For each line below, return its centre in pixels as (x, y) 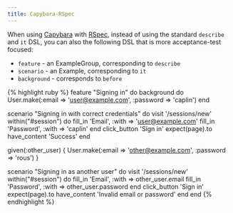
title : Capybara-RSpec (41, 14)
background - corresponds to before (70, 78)
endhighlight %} (31, 202)
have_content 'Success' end (49, 136)
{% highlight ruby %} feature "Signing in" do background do (95, 92)
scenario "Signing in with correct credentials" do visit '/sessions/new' (110, 113)
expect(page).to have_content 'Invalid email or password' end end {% (110, 194)
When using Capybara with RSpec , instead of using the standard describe (116, 34)
